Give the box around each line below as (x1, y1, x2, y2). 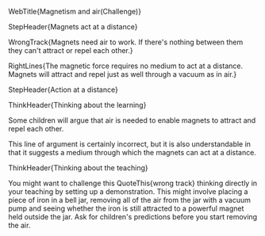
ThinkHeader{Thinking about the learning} (8, 101, 147, 109)
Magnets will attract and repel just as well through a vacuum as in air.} (8, 70, 237, 78)
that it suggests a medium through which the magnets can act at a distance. (8, 148, 256, 157)
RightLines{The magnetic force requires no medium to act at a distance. (8, 61, 244, 70)
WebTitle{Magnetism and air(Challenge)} (8, 7, 141, 16)
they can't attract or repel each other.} (8, 46, 133, 55)
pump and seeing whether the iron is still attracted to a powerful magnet (8, 204, 244, 213)
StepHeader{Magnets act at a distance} (8, 22, 138, 31)
